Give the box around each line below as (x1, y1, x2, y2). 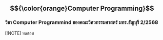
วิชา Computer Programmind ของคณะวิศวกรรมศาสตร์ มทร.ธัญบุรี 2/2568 (5, 19, 159, 26)
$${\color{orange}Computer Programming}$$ (9, 4, 155, 13)
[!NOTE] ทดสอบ (5, 30, 34, 36)
